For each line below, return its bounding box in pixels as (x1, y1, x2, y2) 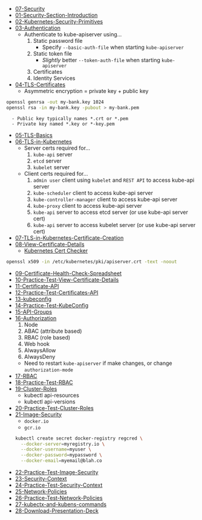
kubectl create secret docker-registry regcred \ (15, 435, 143, 441)
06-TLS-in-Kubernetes (15, 138, 73, 145)
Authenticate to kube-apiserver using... (24, 31, 122, 38)
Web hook (24, 340, 50, 347)
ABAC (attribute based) (24, 327, 82, 335)
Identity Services (33, 75, 76, 82)
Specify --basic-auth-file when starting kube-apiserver (42, 43, 184, 51)
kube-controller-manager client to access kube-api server (33, 196, 178, 203)
